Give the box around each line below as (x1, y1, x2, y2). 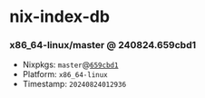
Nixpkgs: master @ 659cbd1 (22, 59, 119, 70)
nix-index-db (9, 6, 111, 27)
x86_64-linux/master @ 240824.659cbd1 (9, 39, 197, 52)
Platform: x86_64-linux (22, 69, 109, 80)
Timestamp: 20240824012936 (22, 79, 127, 90)
